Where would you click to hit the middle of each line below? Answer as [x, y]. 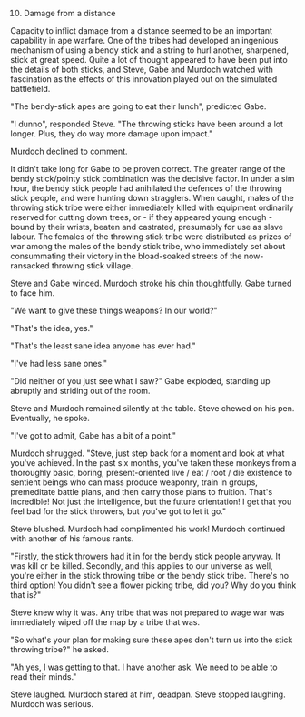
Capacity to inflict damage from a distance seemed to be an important [142, 30]
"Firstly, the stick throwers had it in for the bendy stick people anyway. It [145, 556]
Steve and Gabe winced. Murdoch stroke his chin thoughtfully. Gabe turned [151, 283]
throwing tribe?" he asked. [60, 649]
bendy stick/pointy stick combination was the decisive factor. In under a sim [152, 178]
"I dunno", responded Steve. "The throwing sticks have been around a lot [147, 124]
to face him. [33, 293]
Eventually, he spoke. [50, 418]
